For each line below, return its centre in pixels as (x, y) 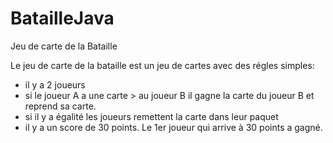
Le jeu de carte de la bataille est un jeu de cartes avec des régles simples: (162, 65)
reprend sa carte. (60, 106)
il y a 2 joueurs (55, 84)
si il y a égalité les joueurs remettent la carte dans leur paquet (151, 116)
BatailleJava (62, 18)
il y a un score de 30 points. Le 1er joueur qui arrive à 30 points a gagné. (173, 127)
